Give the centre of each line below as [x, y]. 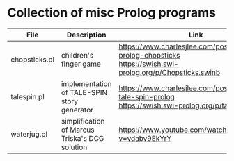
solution [74, 147]
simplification [83, 121]
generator [77, 110]
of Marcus [78, 130]
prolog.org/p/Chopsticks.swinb [170, 72]
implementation [87, 83]
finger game [81, 64]
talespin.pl [28, 96]
